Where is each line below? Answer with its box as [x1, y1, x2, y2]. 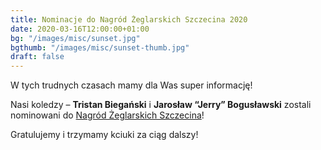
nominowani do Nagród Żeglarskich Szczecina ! [10, 109, 205, 121]
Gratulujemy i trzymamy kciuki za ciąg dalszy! [10, 129, 199, 141]
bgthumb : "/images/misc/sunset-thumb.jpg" [10, 42, 190, 53]
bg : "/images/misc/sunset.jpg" [10, 33, 141, 43]
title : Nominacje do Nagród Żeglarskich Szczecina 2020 [10, 14, 248, 25]
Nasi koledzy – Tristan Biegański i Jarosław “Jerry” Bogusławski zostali [10, 99, 312, 111]
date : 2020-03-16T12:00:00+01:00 [10, 24, 150, 34]
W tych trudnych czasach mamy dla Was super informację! [10, 79, 253, 91]
